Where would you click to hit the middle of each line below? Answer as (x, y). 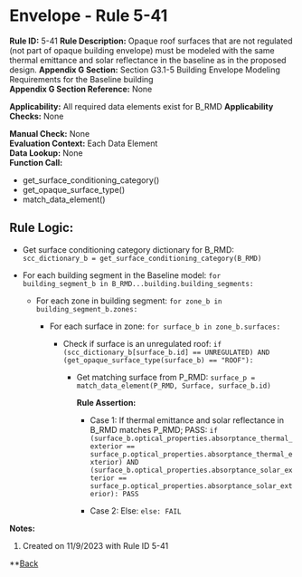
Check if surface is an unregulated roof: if (142, 343)
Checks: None (37, 116)
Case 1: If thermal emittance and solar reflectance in (187, 420)
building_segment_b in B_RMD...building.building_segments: (138, 284)
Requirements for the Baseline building (81, 79)
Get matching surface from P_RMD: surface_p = (166, 377)
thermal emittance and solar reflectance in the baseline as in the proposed (148, 60)
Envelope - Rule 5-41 (89, 16)
